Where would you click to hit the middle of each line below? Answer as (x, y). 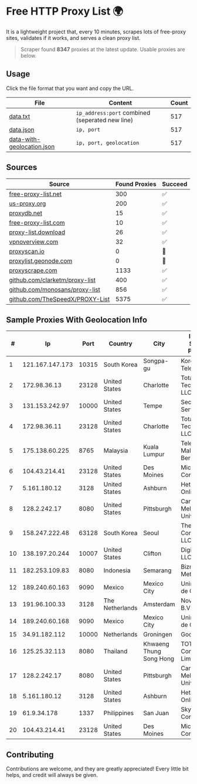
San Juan (156, 713)
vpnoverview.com (34, 242)
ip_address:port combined (113, 112)
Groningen (158, 635)
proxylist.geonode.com (41, 261)
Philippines (119, 713)
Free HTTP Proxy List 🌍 (65, 11)
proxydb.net (26, 213)
